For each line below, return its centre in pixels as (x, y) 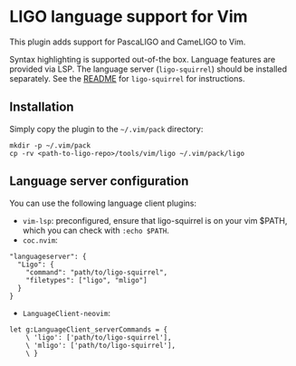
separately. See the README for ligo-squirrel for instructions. (127, 78)
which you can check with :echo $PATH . (96, 230)
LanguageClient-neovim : (67, 313)
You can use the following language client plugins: (103, 203)
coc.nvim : (40, 240)
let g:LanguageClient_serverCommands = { (89, 329)
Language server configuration (99, 182)
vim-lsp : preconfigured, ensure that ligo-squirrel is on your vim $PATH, (155, 220)
